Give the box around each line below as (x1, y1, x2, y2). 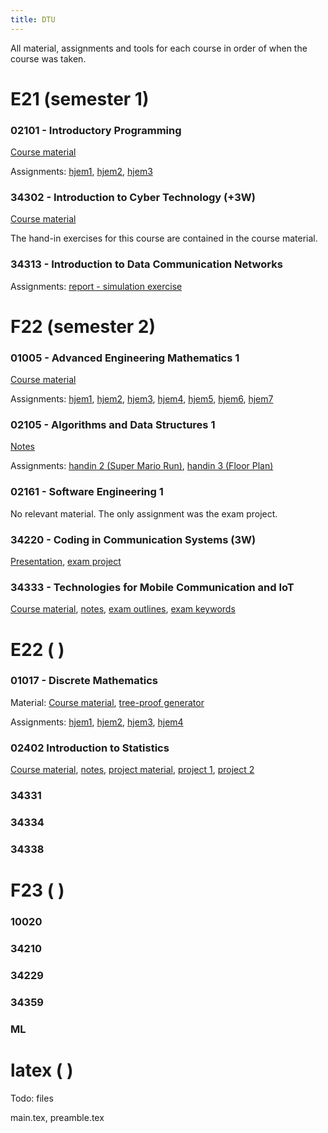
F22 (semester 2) (10, 315, 157, 338)
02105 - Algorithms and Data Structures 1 (10, 418, 216, 432)
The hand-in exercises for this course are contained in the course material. (10, 232, 318, 245)
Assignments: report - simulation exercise (10, 280, 183, 292)
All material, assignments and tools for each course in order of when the (10, 42, 308, 54)
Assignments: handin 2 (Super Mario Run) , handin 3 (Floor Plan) (10, 460, 274, 472)
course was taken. (10, 52, 87, 65)
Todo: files (10, 1092, 54, 1104)
